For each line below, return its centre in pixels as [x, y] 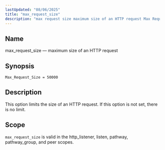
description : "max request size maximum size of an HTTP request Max [78, 19]
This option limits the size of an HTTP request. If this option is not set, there [82, 104]
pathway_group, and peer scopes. [40, 142]
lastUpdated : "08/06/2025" [33, 10]
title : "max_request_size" [33, 14]
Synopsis [20, 66]
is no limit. [15, 109]
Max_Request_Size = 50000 [31, 77]
